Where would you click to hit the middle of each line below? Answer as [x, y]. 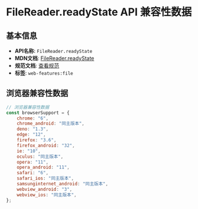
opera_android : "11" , [43, 167]
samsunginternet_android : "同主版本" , [62, 184]
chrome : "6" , [33, 118]
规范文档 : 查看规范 [37, 66]
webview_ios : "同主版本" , [47, 195]
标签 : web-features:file [44, 73]
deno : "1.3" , [33, 129]
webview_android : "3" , [44, 189]
